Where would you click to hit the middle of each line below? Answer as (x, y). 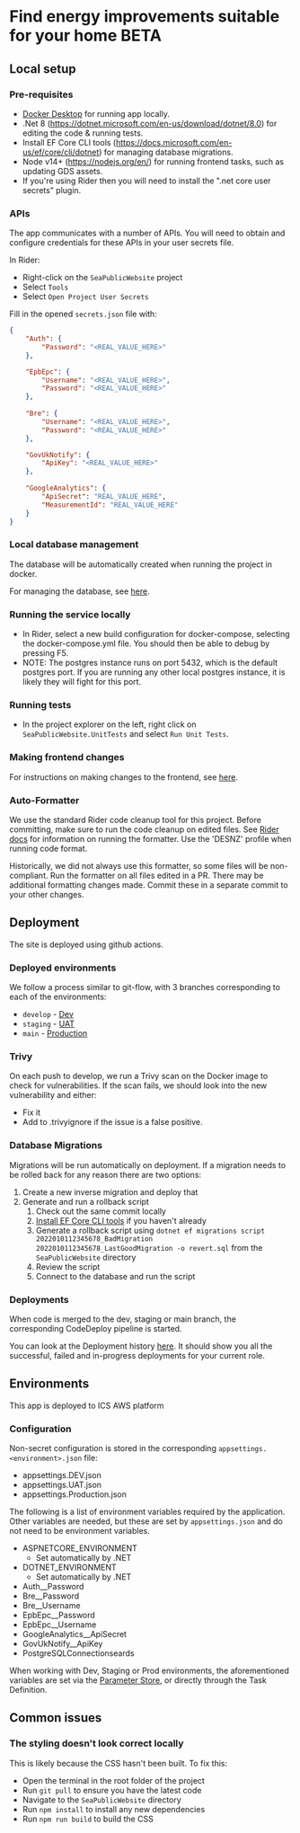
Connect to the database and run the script (115, 1276)
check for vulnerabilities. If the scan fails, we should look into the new (138, 1085)
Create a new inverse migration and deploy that (110, 1191)
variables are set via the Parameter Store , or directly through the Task (138, 1680)
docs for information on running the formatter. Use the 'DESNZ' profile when (150, 838)
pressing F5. (45, 653)
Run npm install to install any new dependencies (114, 1809)
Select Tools (45, 287)
